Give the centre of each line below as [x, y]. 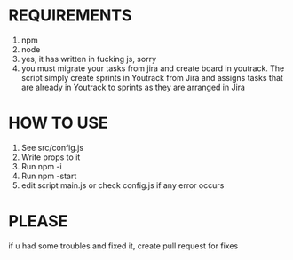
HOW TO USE [58, 123]
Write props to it [51, 157]
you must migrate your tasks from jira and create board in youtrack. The [153, 68]
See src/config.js [52, 147]
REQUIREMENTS [70, 16]
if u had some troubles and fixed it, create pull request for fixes [123, 246]
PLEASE [38, 221]
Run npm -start [49, 176]
